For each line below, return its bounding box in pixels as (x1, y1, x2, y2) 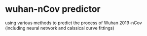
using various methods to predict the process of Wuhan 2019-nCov (5, 20, 142, 26)
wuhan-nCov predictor (5, 3, 101, 15)
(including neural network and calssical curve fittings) (5, 25, 114, 31)
